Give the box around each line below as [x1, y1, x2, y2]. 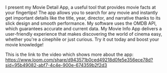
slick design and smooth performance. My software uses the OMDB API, [5, 20, 157, 26]
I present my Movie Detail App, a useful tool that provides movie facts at [5, 5, 156, 10]
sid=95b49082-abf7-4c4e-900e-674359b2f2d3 [5, 62, 108, 68]
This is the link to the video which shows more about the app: [5, 51, 133, 57]
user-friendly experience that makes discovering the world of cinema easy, [5, 31, 162, 37]
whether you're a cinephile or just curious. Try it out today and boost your [5, 36, 159, 42]
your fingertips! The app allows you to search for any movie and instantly [5, 10, 158, 16]
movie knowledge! [5, 42, 44, 47]
